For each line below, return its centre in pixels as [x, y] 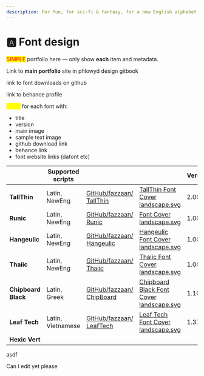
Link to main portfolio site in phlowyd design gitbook [72, 71]
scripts [63, 179]
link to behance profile [34, 94]
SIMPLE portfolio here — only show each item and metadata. [83, 59]
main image [29, 130]
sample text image [38, 137]
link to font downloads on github [46, 82]
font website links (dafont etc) [52, 156]
